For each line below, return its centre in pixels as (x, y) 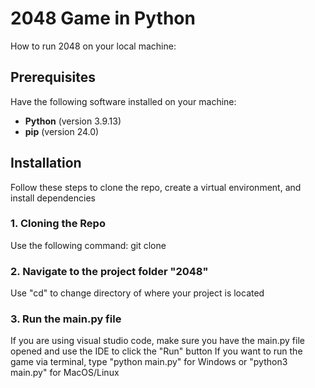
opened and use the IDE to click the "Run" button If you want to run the (156, 351)
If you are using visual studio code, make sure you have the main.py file (157, 341)
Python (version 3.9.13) (73, 121)
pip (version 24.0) (62, 131)
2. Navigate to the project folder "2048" (109, 271)
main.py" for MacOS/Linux (65, 373)
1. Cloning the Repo (58, 224)
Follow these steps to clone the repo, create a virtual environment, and (156, 187)
